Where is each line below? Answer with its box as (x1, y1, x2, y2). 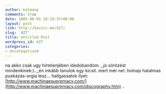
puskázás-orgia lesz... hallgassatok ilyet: (5, 73, 88, 79)
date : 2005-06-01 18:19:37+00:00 (5, 16, 75, 21)
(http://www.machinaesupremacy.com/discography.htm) (5, 83, 121, 89)
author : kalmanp (5, 7, 39, 12)
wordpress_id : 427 (5, 40, 43, 45)
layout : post (5, 21, 32, 26)
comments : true (5, 12, 37, 17)
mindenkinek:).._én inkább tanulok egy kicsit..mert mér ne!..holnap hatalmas (5, 67, 161, 73)
